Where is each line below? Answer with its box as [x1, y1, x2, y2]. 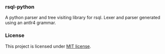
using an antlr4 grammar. [5, 20, 56, 26]
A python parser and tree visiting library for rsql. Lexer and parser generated [5, 15, 161, 21]
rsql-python [5, 3, 34, 10]
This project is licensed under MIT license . [5, 43, 91, 49]
